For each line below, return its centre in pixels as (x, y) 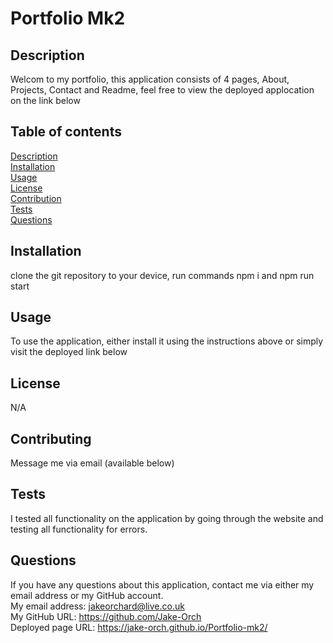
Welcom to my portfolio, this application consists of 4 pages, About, (150, 79)
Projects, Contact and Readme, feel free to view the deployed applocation (162, 90)
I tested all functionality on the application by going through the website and (167, 518)
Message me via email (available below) (92, 463)
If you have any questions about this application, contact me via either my (162, 584)
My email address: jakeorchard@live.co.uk (97, 606)
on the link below (45, 100)
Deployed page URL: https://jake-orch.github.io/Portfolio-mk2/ (139, 627)
